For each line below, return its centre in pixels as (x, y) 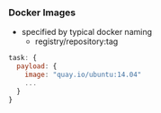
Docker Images (42, 13)
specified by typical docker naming (87, 32)
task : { (23, 58)
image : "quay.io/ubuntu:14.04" (83, 75)
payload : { (37, 66)
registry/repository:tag (76, 41)
